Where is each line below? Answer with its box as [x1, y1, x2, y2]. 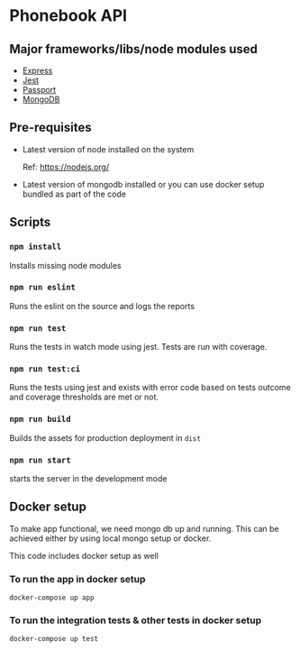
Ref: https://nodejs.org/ [22, 161, 110, 172]
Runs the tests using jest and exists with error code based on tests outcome [9, 382, 291, 393]
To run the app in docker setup [9, 573, 146, 585]
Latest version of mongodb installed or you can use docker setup [22, 179, 265, 189]
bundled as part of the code [22, 188, 126, 199]
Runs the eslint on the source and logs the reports [9, 300, 195, 311]
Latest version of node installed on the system [22, 143, 195, 154]
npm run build [9, 414, 71, 425]
